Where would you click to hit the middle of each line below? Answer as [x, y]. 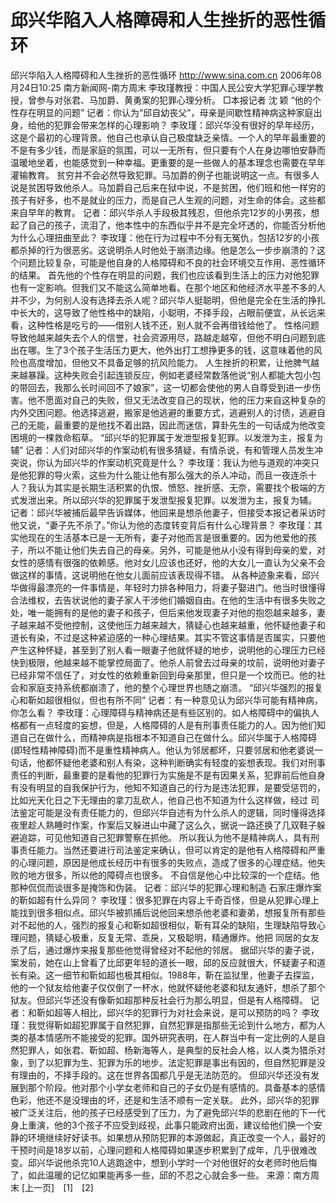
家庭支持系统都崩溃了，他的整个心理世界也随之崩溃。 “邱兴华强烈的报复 [175, 687]
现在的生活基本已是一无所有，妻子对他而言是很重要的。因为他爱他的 [167, 537]
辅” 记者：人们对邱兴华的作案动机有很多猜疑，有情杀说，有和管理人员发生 [162, 450]
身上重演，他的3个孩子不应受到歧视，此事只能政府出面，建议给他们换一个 [162, 1125]
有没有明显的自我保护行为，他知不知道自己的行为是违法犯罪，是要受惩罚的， [168, 787]
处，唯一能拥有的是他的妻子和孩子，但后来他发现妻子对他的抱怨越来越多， [163, 612]
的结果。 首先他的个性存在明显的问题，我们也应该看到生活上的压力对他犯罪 [165, 275]
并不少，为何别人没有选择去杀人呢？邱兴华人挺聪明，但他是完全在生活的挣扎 [168, 300]
